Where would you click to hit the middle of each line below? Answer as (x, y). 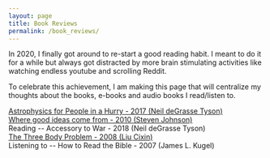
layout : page (30, 16)
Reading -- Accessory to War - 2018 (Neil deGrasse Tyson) (107, 128)
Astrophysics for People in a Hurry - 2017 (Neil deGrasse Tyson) (116, 111)
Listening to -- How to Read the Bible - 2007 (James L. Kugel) (111, 146)
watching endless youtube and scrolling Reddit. (88, 71)
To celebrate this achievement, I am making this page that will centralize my (135, 87)
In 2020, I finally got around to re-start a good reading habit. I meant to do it (135, 54)
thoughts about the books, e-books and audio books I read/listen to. (122, 96)
